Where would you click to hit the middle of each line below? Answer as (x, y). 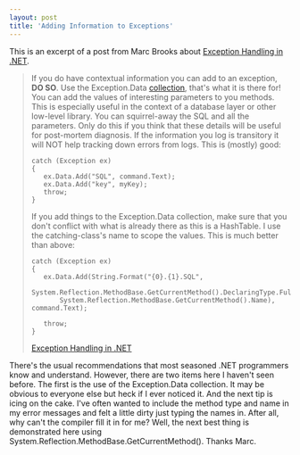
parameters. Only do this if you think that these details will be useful (156, 125)
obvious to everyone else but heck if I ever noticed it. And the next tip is (142, 393)
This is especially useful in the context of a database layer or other (154, 106)
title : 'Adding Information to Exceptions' (92, 26)
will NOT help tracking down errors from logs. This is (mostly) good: (156, 145)
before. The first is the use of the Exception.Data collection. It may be (137, 384)
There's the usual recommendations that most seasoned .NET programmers (149, 365)
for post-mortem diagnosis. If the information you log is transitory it (155, 135)
